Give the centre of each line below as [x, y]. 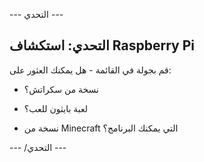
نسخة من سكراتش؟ [61, 89]
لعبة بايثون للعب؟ [56, 108]
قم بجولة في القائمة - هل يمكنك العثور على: [90, 70]
